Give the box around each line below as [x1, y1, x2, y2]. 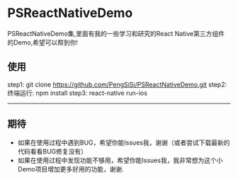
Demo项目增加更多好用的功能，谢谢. [17, 164, 124, 173]
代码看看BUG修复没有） [17, 147, 87, 155]
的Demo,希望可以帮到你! [7, 38, 78, 47]
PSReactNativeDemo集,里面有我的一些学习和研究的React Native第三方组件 [7, 29, 225, 38]
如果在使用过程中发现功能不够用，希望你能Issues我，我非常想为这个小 [17, 156, 223, 164]
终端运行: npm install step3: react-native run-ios [7, 89, 147, 97]
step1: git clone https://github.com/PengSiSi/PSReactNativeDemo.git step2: [7, 80, 227, 89]
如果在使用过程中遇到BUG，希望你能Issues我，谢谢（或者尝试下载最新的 [17, 138, 230, 147]
